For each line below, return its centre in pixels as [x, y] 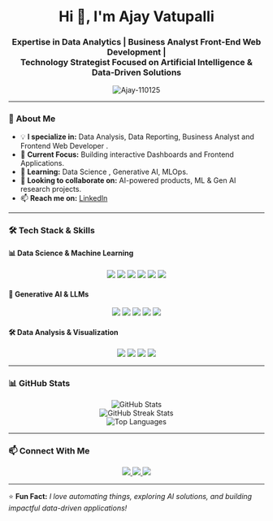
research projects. [51, 189]
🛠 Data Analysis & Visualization [64, 332]
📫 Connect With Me [49, 450]
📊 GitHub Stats [39, 384]
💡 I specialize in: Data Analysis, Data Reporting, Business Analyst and [137, 137]
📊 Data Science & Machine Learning [71, 253]
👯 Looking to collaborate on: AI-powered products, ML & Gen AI [128, 180]
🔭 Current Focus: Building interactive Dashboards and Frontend [127, 154]
